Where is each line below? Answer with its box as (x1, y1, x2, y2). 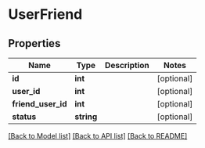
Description (104, 60, 150, 70)
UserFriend (8, 5, 83, 23)
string (74, 111, 98, 122)
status (12, 111, 37, 122)
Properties (8, 37, 61, 50)
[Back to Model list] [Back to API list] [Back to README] (8, 132, 188, 140)
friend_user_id (12, 99, 68, 109)
